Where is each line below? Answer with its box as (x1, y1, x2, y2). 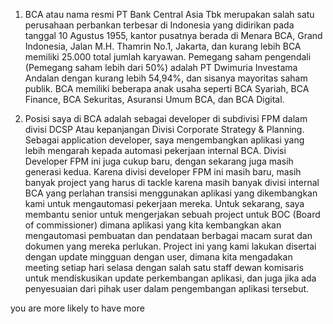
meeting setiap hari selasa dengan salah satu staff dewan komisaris (24, 262, 304, 273)
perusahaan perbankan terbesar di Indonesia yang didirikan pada (24, 19, 295, 31)
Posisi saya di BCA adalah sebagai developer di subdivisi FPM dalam (24, 113, 308, 124)
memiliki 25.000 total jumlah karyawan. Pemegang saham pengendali (24, 51, 312, 63)
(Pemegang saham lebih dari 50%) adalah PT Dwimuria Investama (24, 62, 298, 73)
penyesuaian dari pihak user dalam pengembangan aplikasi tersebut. (24, 283, 310, 294)
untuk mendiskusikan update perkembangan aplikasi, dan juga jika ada (24, 272, 317, 284)
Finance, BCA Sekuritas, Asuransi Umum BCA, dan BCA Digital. (24, 94, 285, 105)
